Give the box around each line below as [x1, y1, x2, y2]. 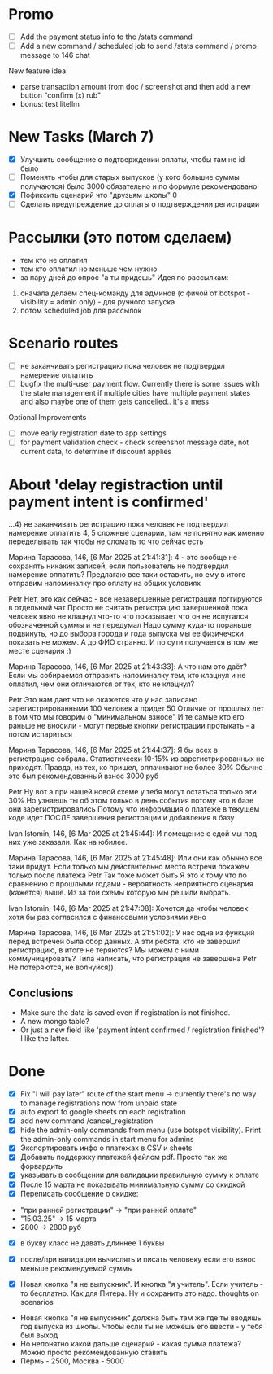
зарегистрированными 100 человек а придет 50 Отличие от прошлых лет [8, 703, 264, 713]
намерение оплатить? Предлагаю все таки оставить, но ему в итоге [8, 570, 246, 580]
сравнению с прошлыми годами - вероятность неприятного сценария [8, 879, 253, 889]
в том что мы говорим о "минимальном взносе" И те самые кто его [8, 712, 245, 722]
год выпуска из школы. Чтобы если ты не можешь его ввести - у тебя [19, 1321, 263, 1331]
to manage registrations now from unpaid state [19, 1098, 177, 1108]
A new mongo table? [19, 1017, 89, 1026]
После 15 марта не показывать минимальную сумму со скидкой [19, 1179, 245, 1189]
